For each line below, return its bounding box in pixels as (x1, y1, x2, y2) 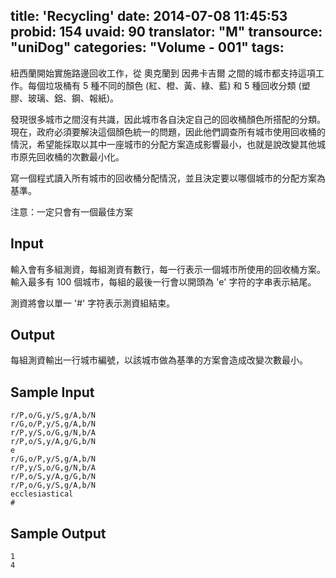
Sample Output (10, 525, 107, 542)
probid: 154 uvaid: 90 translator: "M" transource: (10, 24, 323, 41)
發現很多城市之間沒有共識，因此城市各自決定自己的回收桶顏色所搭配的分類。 (10, 113, 326, 125)
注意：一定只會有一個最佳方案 (10, 205, 133, 218)
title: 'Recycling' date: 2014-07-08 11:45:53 (10, 8, 288, 25)
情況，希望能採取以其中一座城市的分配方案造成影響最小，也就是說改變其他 (10, 138, 317, 150)
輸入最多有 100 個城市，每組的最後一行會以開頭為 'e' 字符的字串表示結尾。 (10, 275, 317, 288)
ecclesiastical (10, 489, 74, 499)
